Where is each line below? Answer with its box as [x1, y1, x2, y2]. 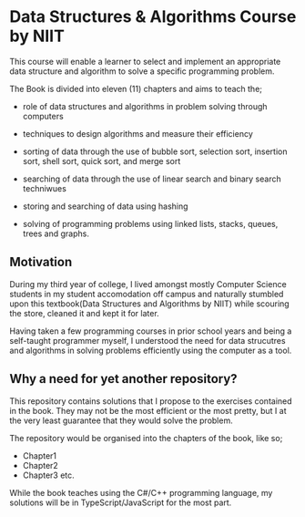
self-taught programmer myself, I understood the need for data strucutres [9, 335, 286, 346]
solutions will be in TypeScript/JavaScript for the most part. [9, 497, 232, 508]
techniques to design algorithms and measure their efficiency [22, 128, 253, 139]
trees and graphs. [22, 228, 89, 239]
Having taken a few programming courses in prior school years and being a [9, 326, 292, 336]
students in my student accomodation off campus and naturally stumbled [9, 288, 284, 299]
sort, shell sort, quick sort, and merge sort [22, 155, 181, 166]
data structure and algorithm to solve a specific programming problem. [9, 66, 275, 77]
